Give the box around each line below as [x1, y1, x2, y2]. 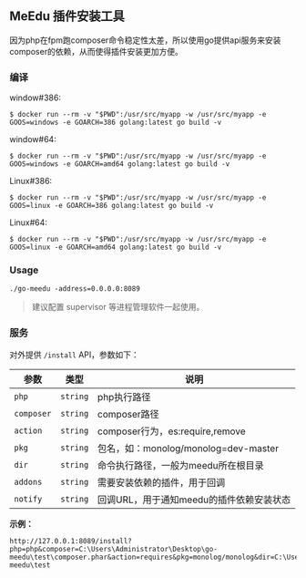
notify [14, 493, 43, 504]
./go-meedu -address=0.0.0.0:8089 [9, 284, 141, 294]
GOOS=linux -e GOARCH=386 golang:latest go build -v [9, 201, 214, 211]
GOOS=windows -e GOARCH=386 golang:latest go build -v [9, 118, 222, 128]
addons [14, 477, 43, 487]
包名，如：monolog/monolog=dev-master [97, 441, 280, 454]
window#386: [9, 92, 62, 103]
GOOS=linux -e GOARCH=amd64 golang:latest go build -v [9, 243, 222, 253]
